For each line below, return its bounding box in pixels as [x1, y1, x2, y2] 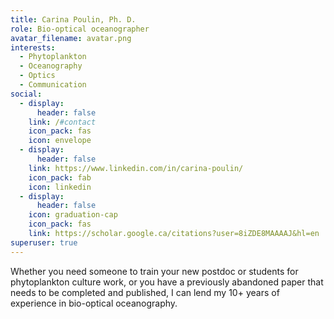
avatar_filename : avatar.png [10, 33, 132, 43]
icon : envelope [28, 136, 92, 146]
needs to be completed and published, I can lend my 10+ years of [10, 286, 280, 298]
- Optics [19, 71, 56, 81]
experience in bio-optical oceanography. [10, 297, 178, 309]
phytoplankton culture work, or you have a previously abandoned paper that [10, 276, 324, 288]
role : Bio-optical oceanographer [10, 24, 150, 34]
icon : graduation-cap [28, 210, 118, 220]
